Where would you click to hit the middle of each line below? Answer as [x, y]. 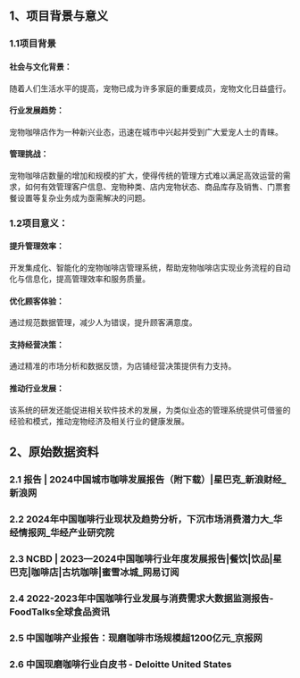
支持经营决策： [37, 344]
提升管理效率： [37, 246]
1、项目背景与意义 [59, 16]
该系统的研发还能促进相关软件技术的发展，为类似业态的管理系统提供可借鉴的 [150, 410]
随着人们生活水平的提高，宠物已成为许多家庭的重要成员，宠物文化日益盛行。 [150, 88]
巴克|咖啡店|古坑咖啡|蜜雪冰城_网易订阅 [95, 572]
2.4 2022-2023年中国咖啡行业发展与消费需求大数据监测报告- [142, 598]
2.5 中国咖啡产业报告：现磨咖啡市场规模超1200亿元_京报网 [136, 638]
